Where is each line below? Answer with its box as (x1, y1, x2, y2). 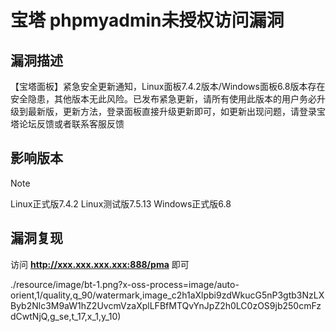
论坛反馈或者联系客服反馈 (18, 118, 125, 130)
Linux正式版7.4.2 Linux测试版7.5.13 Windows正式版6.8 (10, 197, 232, 210)
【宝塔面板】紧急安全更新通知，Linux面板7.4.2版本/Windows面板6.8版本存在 (10, 81, 326, 92)
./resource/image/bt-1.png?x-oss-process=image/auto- (10, 278, 240, 290)
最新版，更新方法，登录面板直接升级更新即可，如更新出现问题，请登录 (27, 106, 317, 117)
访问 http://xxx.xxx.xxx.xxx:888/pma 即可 (10, 258, 190, 270)
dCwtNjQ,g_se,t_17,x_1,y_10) (10, 310, 122, 322)
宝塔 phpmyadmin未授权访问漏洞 (10, 9, 285, 32)
